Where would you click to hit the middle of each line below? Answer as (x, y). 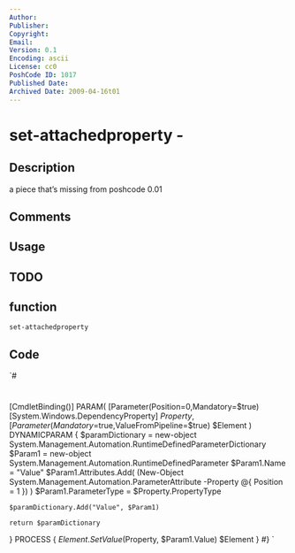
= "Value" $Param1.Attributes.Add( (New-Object (96, 472)
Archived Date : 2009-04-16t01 (65, 91)
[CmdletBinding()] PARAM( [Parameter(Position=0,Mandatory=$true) (134, 407)
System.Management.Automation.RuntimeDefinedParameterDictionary (138, 444)
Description (42, 168)
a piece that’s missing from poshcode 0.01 (86, 189)
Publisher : (29, 26)
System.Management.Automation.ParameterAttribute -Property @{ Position (146, 482)
